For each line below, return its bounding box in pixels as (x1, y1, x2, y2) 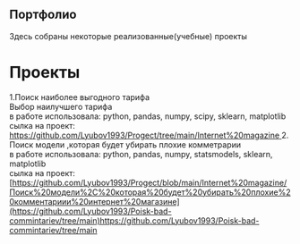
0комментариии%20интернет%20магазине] (9, 196, 181, 206)
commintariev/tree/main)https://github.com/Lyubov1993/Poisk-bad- (9, 215, 260, 226)
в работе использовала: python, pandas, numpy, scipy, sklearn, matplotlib (9, 111, 287, 122)
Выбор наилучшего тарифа (9, 101, 113, 112)
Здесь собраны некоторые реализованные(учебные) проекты (9, 30, 248, 41)
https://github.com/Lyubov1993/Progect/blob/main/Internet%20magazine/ (12, 177, 287, 188)
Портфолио (9, 7, 77, 22)
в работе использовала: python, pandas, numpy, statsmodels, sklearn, (9, 148, 273, 159)
